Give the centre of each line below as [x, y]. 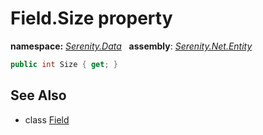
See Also [38, 95]
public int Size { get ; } [64, 64]
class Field [47, 119]
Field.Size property [91, 18]
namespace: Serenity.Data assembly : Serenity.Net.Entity [131, 46]
